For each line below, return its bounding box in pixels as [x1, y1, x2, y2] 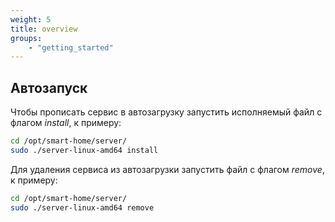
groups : [10, 33, 43, 43]
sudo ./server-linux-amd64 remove [10, 202, 155, 213]
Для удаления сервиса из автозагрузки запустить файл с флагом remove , [10, 163, 325, 175]
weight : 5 [10, 14, 52, 25]
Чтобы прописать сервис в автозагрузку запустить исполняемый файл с [10, 106, 323, 118]
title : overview [10, 24, 78, 34]
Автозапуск [10, 79, 88, 96]
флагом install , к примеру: [10, 117, 122, 129]
